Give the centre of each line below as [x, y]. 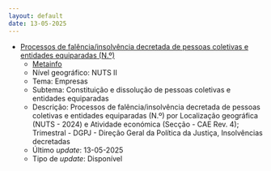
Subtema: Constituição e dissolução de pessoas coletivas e [131, 89]
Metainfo [47, 64]
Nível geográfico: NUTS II [74, 72]
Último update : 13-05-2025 [78, 150]
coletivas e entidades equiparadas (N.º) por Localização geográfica [145, 115]
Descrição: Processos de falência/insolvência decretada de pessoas [146, 107]
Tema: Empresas [60, 81]
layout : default [36, 16]
